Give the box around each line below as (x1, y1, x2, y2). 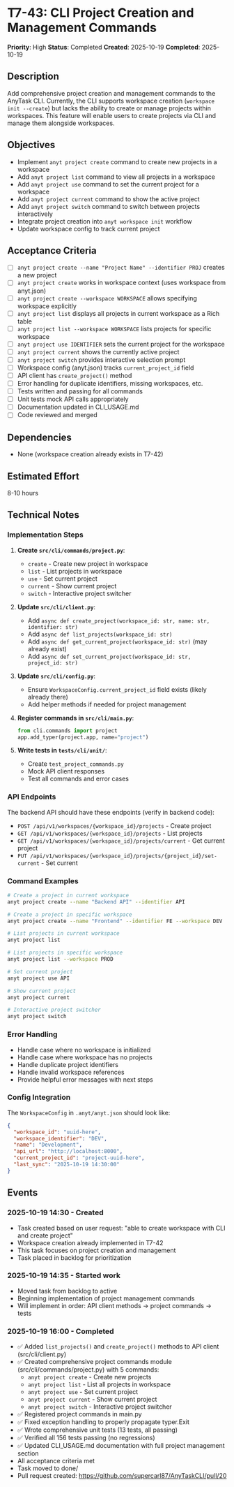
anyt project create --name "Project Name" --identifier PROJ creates (17, 263, 225, 272)
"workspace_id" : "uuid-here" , (13, 1129, 101, 1136)
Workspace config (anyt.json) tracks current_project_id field (17, 363, 194, 372)
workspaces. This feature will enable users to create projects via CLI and (7, 111, 217, 119)
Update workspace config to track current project (17, 224, 160, 233)
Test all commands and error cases (27, 774, 130, 783)
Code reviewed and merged (17, 411, 97, 419)
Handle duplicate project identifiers (17, 1060, 118, 1068)
